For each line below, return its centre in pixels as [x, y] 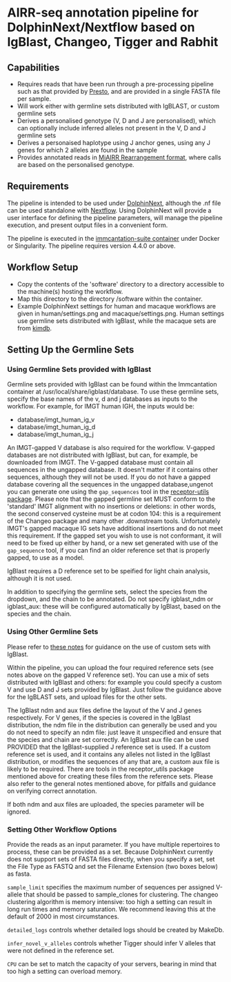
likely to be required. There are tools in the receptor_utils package [101, 769]
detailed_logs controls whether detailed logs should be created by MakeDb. [116, 930]
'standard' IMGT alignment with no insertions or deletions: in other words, [112, 507]
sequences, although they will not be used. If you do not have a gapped [109, 477]
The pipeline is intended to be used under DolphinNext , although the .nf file [114, 203]
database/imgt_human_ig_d [56, 427]
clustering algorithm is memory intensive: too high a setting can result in [110, 901]
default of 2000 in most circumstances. [63, 916]
